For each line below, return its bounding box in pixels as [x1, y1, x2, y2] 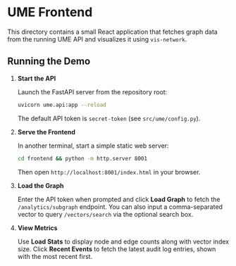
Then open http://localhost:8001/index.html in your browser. [17, 167, 201, 176]
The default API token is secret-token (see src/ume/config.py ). [17, 114, 201, 122]
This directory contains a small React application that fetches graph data [7, 27, 218, 36]
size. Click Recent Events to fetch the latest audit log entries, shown [17, 244, 216, 253]
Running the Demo [7, 56, 91, 68]
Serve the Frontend [17, 127, 76, 136]
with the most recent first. [17, 252, 93, 260]
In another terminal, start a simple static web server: [17, 141, 169, 150]
